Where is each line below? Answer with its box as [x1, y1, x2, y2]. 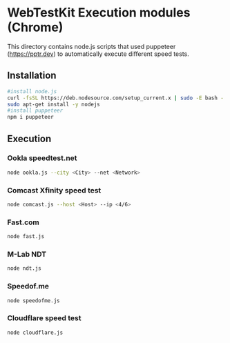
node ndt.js [7, 265, 41, 272]
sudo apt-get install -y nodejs [7, 101, 100, 108]
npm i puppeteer [7, 114, 54, 121]
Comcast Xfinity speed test [7, 185, 102, 195]
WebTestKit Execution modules [7, 5, 191, 21]
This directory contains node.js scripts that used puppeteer [7, 42, 176, 50]
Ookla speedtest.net [7, 153, 77, 163]
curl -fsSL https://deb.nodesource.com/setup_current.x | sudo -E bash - [7, 95, 224, 101]
